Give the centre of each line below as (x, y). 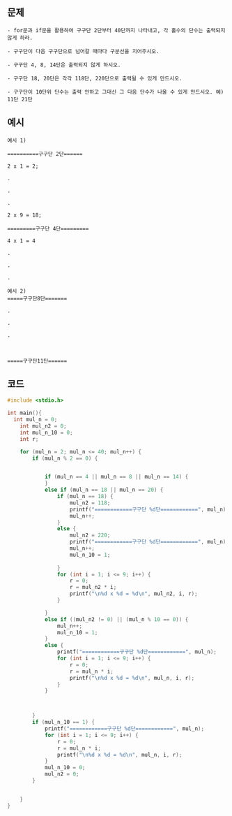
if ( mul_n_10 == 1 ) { (64, 722)
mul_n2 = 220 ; (90, 535)
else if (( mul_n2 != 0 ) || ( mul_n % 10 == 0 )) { (116, 619)
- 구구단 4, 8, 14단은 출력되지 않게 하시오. (64, 65)
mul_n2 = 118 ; (90, 503)
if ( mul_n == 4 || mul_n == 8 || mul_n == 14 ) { (116, 477)
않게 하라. (20, 38)
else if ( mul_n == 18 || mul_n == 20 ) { (104, 490)
